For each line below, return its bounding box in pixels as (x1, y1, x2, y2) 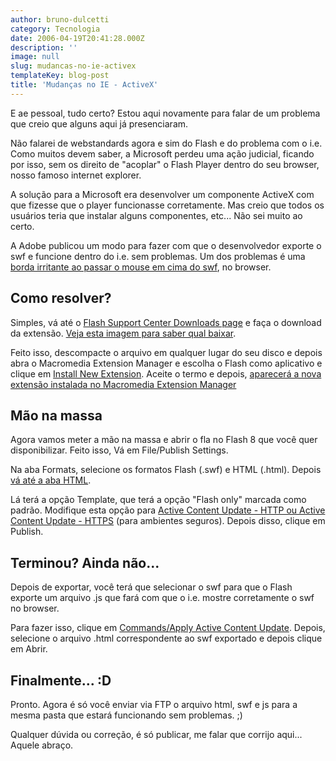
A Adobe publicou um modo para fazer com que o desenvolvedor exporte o (10, 239, 322, 251)
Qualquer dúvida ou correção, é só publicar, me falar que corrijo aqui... (10, 729, 303, 740)
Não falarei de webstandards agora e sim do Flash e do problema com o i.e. (10, 137, 323, 149)
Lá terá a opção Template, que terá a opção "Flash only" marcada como (10, 494, 307, 506)
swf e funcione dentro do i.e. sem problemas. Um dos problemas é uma (10, 250, 306, 262)
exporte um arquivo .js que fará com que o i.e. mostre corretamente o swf (10, 592, 315, 604)
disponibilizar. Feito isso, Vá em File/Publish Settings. (10, 444, 229, 456)
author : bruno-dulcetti (10, 14, 110, 25)
